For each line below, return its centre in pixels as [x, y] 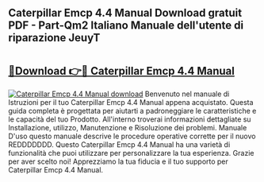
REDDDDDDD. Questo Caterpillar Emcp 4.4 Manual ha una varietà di [119, 145]
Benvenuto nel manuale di [187, 94]
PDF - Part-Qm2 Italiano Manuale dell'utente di [126, 26]
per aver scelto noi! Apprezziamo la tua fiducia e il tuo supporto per [118, 161]
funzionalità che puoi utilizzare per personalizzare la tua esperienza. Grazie [131, 153]
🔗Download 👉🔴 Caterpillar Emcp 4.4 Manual [122, 71]
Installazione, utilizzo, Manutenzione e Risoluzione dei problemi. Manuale [128, 128]
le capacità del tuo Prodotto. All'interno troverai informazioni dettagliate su [130, 119]
